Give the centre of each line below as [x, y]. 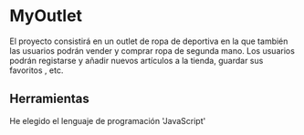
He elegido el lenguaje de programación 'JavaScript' [108, 120]
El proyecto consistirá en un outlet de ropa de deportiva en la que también [149, 41]
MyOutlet [46, 16]
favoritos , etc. [37, 70]
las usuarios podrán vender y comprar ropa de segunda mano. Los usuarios [152, 50]
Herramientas [49, 99]
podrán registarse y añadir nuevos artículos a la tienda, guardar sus [136, 60]
